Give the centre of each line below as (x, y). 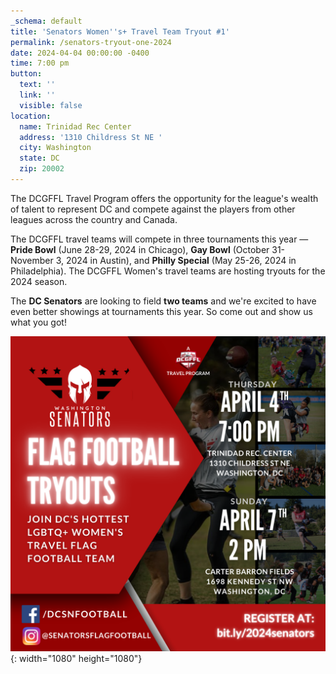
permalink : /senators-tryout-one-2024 (91, 42)
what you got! (38, 322)
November (32, 260)
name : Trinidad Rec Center (75, 126)
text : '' (37, 85)
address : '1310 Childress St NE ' (91, 137)
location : (31, 116)
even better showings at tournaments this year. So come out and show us (161, 311)
